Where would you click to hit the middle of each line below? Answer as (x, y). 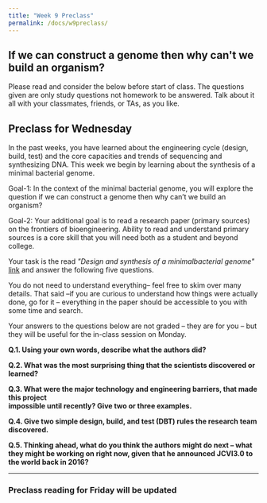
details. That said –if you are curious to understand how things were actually (133, 294)
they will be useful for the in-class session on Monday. (97, 335)
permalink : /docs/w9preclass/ (58, 23)
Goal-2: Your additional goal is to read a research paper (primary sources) (129, 221)
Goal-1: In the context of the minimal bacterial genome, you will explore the (131, 188)
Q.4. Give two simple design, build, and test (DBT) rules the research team (133, 421)
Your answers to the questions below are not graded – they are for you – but (133, 326)
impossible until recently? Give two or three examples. (100, 406)
